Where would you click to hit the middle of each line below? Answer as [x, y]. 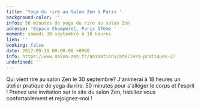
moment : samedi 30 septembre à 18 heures [59, 34]
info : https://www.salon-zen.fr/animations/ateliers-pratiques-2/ [91, 56]
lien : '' [17, 40]
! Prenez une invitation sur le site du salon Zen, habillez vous [81, 92]
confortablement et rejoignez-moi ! [49, 98]
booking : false [25, 46]
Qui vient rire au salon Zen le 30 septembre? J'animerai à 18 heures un [94, 79]
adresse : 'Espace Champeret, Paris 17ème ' [61, 28]
